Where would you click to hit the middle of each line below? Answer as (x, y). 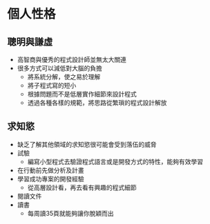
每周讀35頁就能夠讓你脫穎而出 (70, 213)
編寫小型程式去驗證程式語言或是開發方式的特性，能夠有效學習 (115, 161)
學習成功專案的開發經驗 (50, 179)
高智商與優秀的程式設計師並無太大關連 (71, 60)
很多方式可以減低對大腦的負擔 (59, 68)
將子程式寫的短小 (52, 85)
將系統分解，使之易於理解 (64, 77)
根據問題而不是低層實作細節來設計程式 (82, 94)
